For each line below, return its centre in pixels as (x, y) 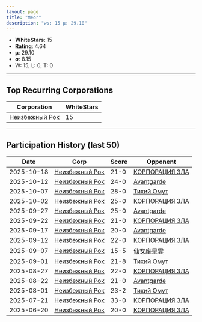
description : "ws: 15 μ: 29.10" (47, 23)
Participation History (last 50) (63, 145)
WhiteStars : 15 (34, 40)
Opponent (161, 162)
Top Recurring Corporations (60, 90)
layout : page (23, 12)
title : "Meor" (24, 17)
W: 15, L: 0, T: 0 (34, 65)
